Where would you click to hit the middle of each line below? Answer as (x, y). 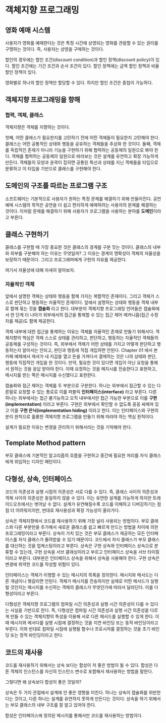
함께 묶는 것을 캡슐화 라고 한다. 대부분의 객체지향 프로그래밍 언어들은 (76, 308)
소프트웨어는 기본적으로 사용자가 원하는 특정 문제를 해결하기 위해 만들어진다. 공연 (83, 199)
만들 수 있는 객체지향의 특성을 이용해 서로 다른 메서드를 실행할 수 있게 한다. (82, 617)
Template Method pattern (45, 443)
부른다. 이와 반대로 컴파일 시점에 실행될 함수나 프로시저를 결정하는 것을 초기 (78, 629)
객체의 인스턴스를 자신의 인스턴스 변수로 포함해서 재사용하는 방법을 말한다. (82, 671)
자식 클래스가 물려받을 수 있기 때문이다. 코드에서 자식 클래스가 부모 (82, 540)
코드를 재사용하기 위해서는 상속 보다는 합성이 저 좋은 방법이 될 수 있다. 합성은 (79, 665)
